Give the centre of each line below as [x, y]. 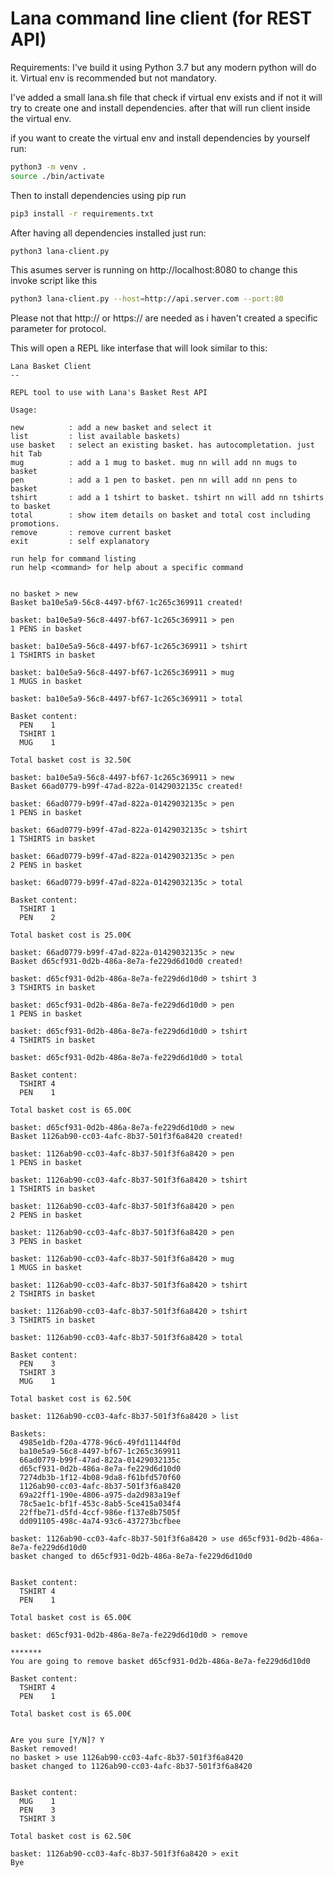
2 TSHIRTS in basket [53, 1294]
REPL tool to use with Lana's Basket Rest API [109, 393]
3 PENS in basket [46, 1242]
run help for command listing [73, 559]
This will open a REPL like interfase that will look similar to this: [139, 348]
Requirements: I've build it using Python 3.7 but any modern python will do [163, 67]
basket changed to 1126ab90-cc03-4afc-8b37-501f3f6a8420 [131, 1767]
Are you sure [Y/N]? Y [57, 1740]
